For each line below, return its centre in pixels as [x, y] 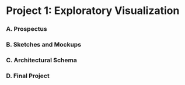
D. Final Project [28, 76]
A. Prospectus [27, 29]
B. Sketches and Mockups [44, 45]
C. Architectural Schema [41, 60]
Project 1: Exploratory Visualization [93, 11]
